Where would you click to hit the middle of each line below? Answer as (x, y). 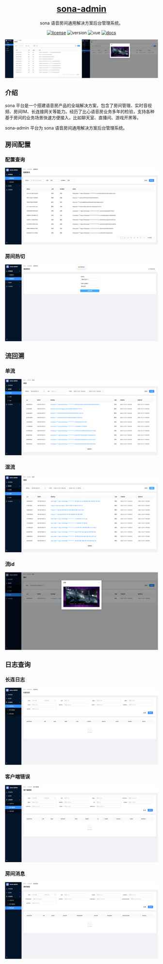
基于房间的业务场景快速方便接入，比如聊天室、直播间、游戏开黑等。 (73, 117)
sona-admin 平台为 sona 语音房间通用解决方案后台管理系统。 (66, 128)
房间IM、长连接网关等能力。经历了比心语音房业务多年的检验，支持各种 (84, 111)
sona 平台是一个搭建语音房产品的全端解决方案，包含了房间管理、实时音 (76, 105)
